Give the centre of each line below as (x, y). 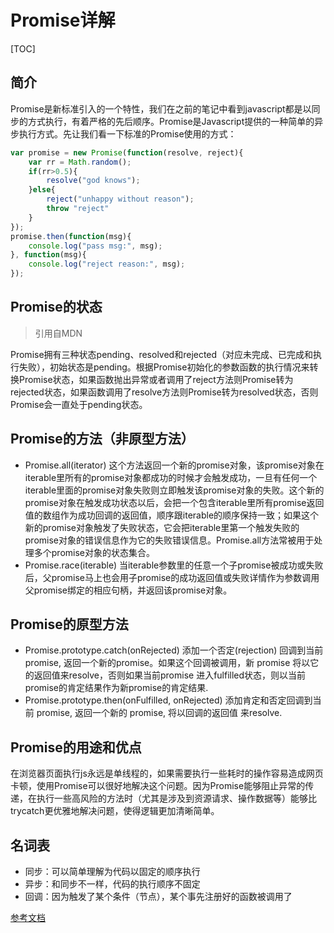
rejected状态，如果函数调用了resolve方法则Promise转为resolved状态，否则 (164, 392)
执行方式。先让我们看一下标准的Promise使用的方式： (127, 133)
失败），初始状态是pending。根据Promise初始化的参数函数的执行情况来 (164, 367)
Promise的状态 (56, 307)
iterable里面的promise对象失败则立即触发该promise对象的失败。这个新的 (174, 490)
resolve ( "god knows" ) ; (93, 181)
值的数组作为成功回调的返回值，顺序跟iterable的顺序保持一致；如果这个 (172, 515)
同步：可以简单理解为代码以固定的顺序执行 (112, 872)
